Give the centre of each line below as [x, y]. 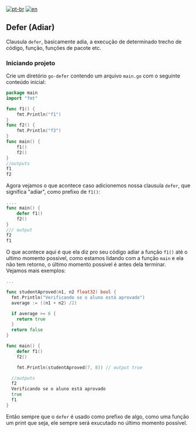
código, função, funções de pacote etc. [54, 48]
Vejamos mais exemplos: [36, 271]
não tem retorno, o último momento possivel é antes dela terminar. [86, 265]
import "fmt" [22, 98]
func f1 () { [20, 109]
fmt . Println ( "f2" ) [39, 131]
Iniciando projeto [31, 63]
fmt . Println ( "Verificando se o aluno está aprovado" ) [78, 297]
